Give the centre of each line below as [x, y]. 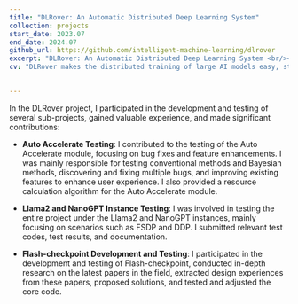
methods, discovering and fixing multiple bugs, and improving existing [150, 172]
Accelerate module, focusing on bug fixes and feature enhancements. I [152, 153]
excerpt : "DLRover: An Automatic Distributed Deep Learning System [137, 58]
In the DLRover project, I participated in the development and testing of [139, 108]
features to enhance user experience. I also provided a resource [139, 182]
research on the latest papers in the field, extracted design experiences [153, 272]
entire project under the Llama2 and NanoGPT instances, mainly [139, 217]
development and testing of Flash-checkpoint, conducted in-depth [144, 263]
